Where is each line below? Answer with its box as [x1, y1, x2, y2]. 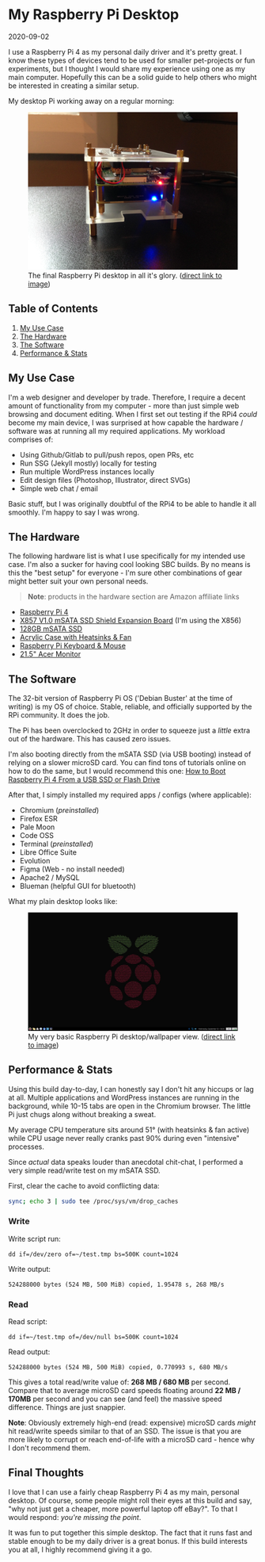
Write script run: [8, 1234, 61, 1243]
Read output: [8, 1346, 51, 1357]
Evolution [19, 856, 51, 866]
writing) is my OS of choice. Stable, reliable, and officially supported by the [8, 702, 252, 711]
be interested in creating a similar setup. [8, 81, 139, 90]
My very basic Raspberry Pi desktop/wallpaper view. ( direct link [28, 1032, 236, 1041]
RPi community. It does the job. [8, 710, 110, 720]
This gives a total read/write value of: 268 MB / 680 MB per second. [8, 1377, 231, 1387]
